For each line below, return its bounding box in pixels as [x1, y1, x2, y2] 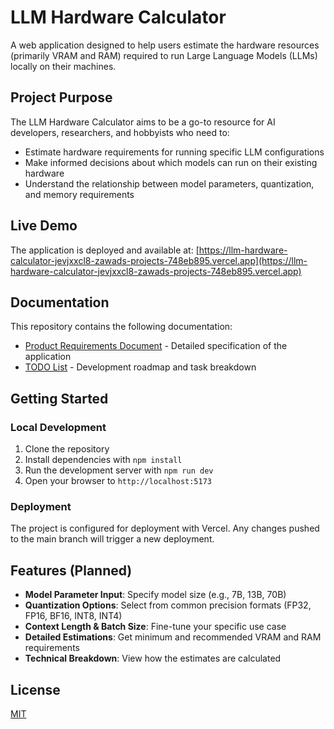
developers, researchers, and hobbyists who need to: [10, 126, 230, 138]
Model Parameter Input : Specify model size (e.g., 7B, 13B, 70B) [24, 589, 287, 601]
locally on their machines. [10, 60, 117, 72]
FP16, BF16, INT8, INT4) [24, 610, 123, 622]
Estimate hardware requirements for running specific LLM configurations [24, 146, 325, 158]
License [10, 681, 61, 698]
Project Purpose [10, 89, 113, 106]
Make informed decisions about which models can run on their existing [24, 156, 318, 168]
